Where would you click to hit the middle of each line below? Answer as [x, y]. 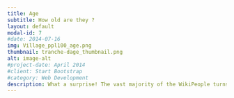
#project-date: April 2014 [46, 65]
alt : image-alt [29, 59]
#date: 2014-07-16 [34, 39]
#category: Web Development [48, 78]
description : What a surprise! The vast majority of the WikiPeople [109, 84]
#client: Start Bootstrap [45, 71]
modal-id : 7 [24, 33]
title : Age [23, 13]
